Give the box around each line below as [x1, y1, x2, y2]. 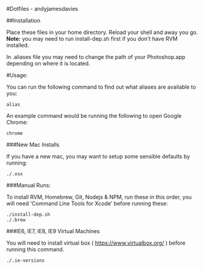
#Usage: [6, 72, 28, 78]
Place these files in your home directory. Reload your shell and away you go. [6, 29, 199, 36]
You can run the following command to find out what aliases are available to [6, 83, 196, 90]
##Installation [6, 17, 41, 24]
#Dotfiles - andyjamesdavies [6, 5, 79, 12]
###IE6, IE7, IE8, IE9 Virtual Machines [6, 228, 100, 234]
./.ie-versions [6, 257, 45, 264]
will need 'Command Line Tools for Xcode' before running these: [6, 200, 169, 207]
